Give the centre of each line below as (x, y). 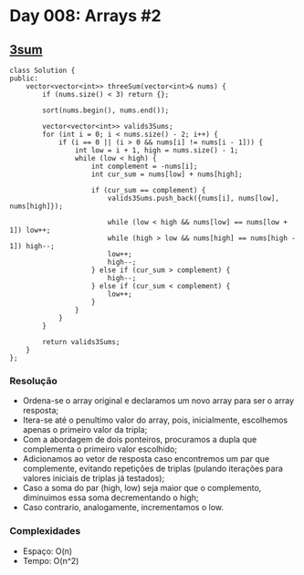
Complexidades (45, 531)
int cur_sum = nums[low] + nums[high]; (167, 174)
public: (24, 78)
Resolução (33, 381)
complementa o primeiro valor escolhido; (100, 449)
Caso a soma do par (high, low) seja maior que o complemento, (142, 488)
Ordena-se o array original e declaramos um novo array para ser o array (158, 401)
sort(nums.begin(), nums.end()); (106, 110)
